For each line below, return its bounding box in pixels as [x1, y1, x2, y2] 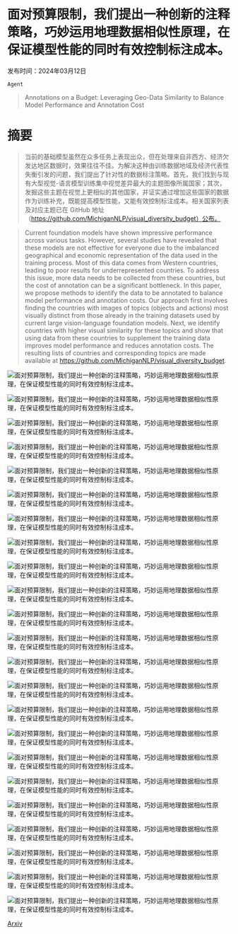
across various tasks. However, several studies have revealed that [24, 236, 217, 244]
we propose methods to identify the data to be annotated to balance [24, 288, 224, 297]
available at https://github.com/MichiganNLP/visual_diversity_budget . [24, 356, 227, 364]
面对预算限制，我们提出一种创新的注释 [7, 6, 231, 23]
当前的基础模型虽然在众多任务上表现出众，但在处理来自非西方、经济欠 [24, 152, 230, 161]
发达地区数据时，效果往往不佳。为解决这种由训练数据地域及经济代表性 [24, 161, 230, 170]
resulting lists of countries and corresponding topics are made [24, 348, 206, 357]
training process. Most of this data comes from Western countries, [24, 258, 218, 267]
